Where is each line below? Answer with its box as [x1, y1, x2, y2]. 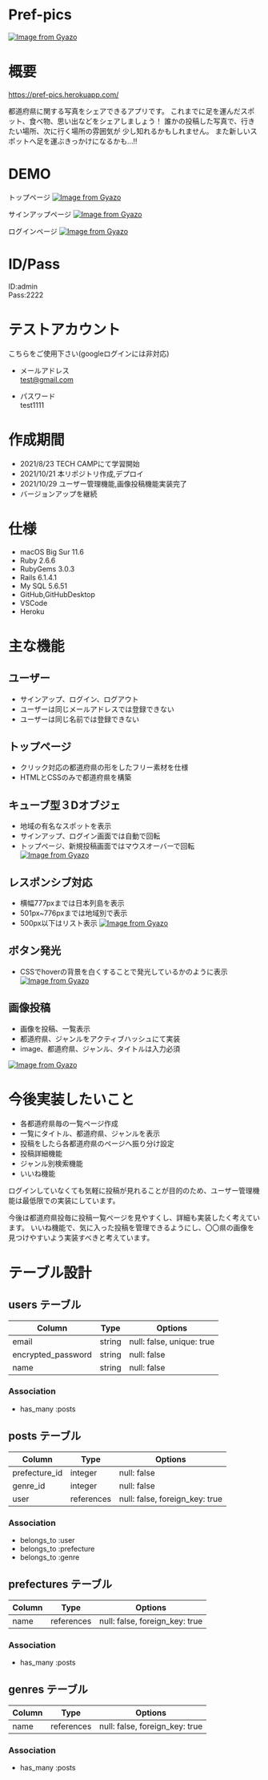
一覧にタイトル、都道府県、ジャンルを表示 [19, 1128, 161, 1138]
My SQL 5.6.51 [19, 581, 68, 591]
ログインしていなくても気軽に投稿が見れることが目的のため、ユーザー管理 [8, 1185, 254, 1195]
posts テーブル [8, 1429, 82, 1443]
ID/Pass [8, 255, 61, 273]
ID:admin [8, 281, 38, 291]
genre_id [12, 1480, 46, 1491]
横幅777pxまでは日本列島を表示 [19, 898, 126, 907]
